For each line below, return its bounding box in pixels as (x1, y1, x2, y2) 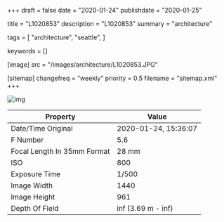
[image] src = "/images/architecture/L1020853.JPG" (7, 60, 158, 69)
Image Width (11, 181, 53, 190)
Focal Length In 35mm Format (11, 147, 110, 156)
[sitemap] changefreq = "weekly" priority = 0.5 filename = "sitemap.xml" (7, 74, 218, 82)
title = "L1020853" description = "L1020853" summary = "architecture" (7, 20, 213, 27)
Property (45, 112, 76, 122)
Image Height (11, 192, 55, 202)
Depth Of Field (11, 204, 59, 213)
